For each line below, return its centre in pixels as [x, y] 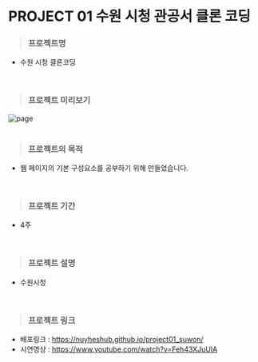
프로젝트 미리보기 [59, 101]
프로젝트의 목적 [56, 149]
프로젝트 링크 [52, 320]
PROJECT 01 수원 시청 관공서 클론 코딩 [129, 16]
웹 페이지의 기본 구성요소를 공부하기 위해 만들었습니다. [104, 168]
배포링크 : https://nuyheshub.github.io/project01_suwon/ [111, 339]
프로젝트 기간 [52, 206]
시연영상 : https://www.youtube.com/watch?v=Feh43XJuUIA [119, 349]
